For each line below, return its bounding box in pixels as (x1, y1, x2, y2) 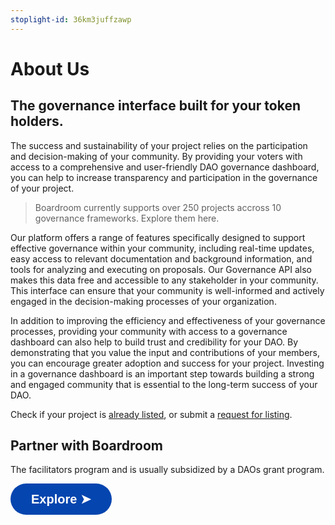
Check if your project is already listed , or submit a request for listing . (10, 408, 293, 420)
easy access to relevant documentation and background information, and (10, 252, 313, 265)
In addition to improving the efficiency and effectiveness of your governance (10, 314, 326, 326)
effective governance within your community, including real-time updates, (10, 242, 315, 254)
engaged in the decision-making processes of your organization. (10, 295, 277, 307)
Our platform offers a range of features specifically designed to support (10, 231, 306, 243)
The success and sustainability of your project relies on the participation (10, 139, 308, 151)
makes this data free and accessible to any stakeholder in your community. (10, 274, 319, 286)
